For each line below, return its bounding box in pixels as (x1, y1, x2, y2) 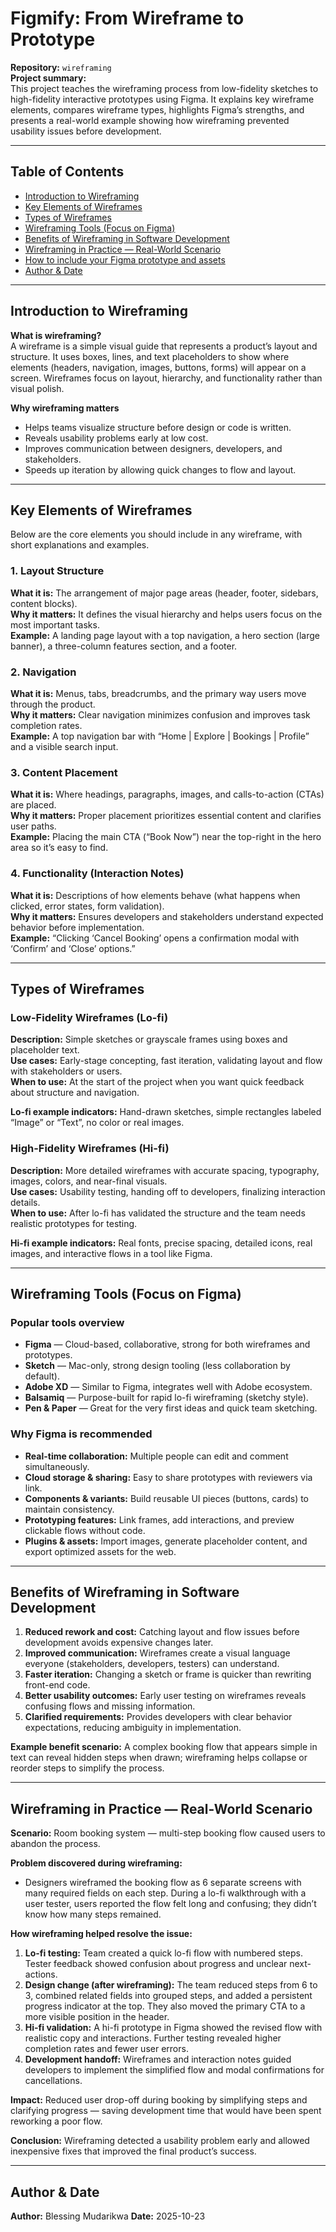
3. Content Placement (10, 765, 118, 779)
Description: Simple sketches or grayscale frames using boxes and (10, 1033, 288, 1046)
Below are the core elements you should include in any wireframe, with (10, 528, 303, 541)
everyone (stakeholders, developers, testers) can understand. (24, 1658, 280, 1670)
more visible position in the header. (24, 2011, 170, 2023)
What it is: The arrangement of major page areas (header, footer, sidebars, (10, 587, 319, 599)
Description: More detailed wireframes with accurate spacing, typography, (10, 1164, 320, 1176)
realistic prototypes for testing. (10, 1217, 138, 1229)
